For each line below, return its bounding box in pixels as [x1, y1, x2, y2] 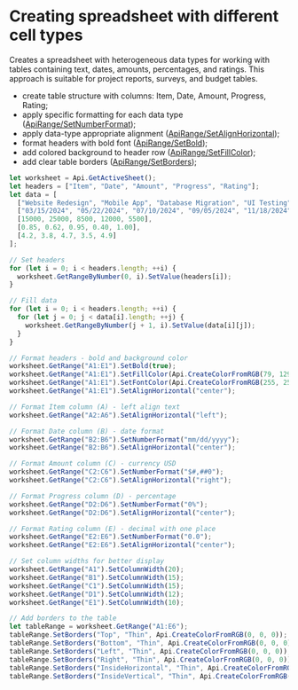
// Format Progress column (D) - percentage [9, 491, 176, 500]
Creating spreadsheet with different [9, 6, 279, 27]
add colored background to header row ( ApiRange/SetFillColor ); [21, 146, 256, 157]
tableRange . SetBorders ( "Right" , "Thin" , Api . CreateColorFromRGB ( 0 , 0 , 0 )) [9, 655, 292, 664]
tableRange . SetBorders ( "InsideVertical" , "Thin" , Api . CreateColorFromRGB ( [9, 671, 292, 680]
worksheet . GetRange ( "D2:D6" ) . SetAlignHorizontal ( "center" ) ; [9, 508, 237, 517]
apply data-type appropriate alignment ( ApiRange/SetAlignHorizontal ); [21, 128, 280, 138]
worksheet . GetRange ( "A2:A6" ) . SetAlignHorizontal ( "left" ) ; [9, 411, 228, 419]
